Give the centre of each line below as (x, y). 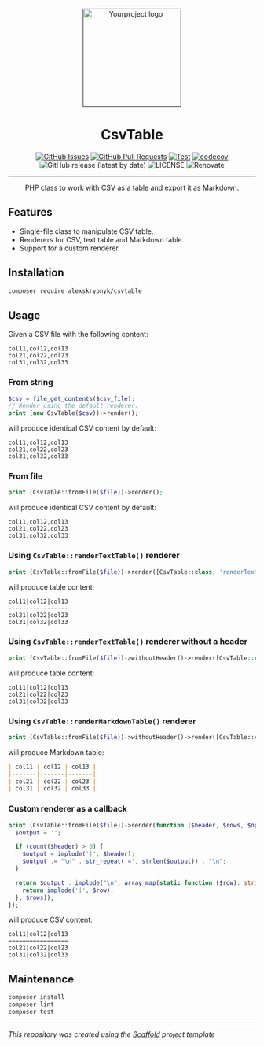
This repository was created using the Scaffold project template (112, 1034)
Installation (36, 273)
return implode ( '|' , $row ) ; (68, 890)
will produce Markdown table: (56, 752)
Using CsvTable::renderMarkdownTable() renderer (102, 721)
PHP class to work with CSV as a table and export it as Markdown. (132, 187)
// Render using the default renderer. (73, 406)
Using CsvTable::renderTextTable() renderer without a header (128, 642)
